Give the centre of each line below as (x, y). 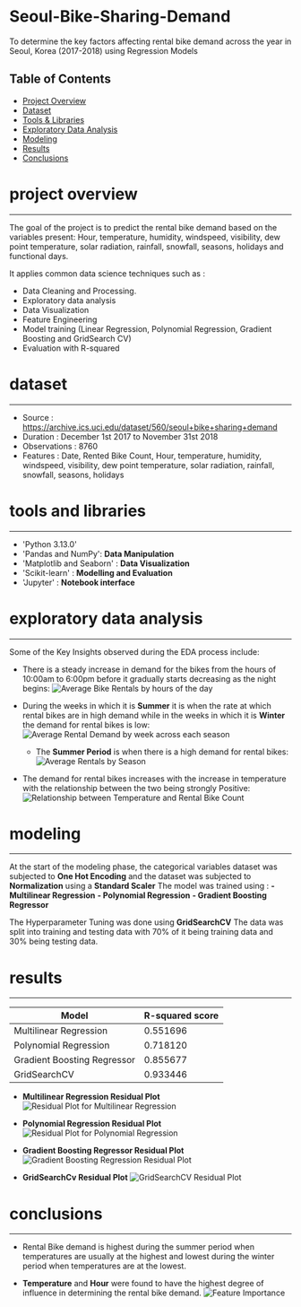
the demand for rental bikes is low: (86, 725)
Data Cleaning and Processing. (79, 291)
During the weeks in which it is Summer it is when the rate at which (146, 705)
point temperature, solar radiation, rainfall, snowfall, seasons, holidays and (146, 246)
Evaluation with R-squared (71, 348)
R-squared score (181, 1015)
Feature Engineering (60, 319)
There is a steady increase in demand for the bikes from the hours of (149, 669)
